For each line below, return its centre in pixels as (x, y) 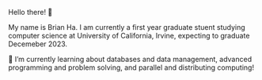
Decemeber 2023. (38, 44)
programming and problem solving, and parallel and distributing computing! (131, 67)
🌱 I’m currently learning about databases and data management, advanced (130, 59)
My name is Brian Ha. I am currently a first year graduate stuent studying (127, 27)
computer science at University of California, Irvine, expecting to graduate (129, 36)
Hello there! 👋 (30, 12)
